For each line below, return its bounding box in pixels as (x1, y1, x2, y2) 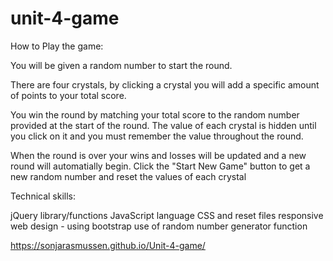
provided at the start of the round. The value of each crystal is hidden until (10, 119, 317, 131)
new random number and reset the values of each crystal (10, 170, 247, 182)
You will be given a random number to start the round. (10, 59, 233, 71)
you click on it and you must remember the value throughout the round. (10, 130, 304, 142)
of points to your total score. (10, 89, 127, 101)
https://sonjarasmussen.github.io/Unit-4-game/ (10, 239, 206, 251)
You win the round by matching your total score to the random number (10, 108, 300, 121)
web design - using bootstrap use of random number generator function (10, 220, 308, 232)
